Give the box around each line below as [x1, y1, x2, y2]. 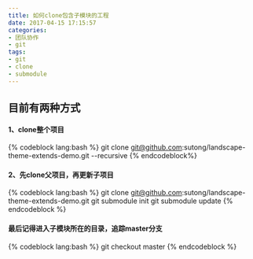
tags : [8, 48, 26, 56]
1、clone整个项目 [8, 124, 64, 134]
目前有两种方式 [8, 102, 81, 115]
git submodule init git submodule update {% [90, 196, 233, 205]
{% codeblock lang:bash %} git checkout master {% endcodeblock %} [8, 242, 237, 251]
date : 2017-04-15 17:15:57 [8, 19, 97, 27]
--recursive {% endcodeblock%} [90, 151, 198, 161]
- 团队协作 [8, 33, 39, 42]
